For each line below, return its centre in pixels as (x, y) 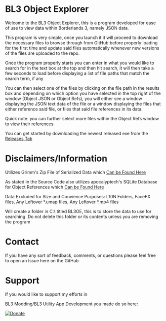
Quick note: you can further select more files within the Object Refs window (82, 118)
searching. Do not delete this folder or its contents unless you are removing (82, 216)
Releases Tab (19, 139)
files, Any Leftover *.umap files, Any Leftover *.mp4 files (62, 202)
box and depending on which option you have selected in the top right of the (83, 93)
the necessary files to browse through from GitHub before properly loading (82, 42)
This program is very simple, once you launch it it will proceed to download (82, 37)
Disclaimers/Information (56, 159)
